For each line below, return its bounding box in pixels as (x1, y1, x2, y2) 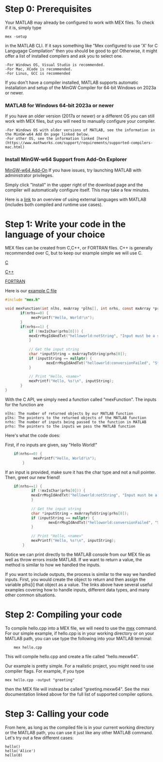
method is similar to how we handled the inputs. (5, 562, 101, 568)
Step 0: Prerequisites (5, 3, 92, 15)
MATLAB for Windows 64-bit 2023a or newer (5, 102, 114, 109)
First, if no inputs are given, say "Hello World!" (5, 442, 98, 448)
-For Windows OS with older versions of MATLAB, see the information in (5, 128, 155, 133)
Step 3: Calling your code (5, 708, 109, 719)
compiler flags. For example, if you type (5, 668, 84, 674)
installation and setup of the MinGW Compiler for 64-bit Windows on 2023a (5, 84, 156, 91)
